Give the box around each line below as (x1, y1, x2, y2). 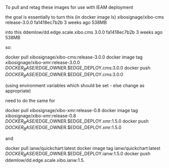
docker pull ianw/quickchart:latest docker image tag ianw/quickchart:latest (5, 145, 160, 151)
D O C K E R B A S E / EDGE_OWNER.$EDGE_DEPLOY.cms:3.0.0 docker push (5, 65, 150, 72)
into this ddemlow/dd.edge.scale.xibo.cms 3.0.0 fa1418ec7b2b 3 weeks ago (5, 29, 163, 35)
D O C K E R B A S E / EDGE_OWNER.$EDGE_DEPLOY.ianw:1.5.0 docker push (5, 151, 151, 158)
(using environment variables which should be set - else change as (5, 82, 145, 88)
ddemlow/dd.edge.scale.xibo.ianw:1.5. (5, 157, 85, 163)
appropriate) (5, 88, 31, 94)
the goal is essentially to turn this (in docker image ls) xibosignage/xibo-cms (5, 14, 164, 20)
